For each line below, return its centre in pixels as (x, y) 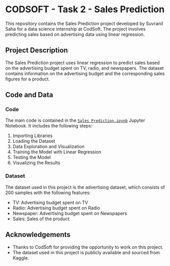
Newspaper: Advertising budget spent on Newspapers (70, 213)
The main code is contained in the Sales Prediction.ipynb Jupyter (75, 120)
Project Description (37, 50)
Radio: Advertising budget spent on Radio (56, 208)
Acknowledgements (38, 235)
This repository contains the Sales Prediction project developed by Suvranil (84, 23)
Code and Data (29, 95)
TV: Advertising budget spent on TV (50, 202)
